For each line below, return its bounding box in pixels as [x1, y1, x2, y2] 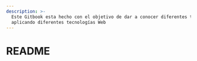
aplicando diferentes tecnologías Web [11, 19, 107, 25]
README [6, 44, 50, 58]
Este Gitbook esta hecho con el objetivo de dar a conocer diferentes [11, 14, 188, 20]
